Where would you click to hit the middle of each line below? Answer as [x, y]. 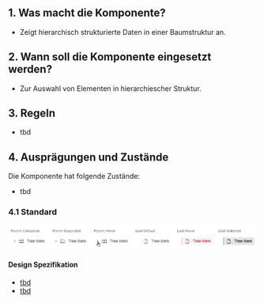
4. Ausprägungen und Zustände [89, 157]
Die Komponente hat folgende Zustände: [74, 176]
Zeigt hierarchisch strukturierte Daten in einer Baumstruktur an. [123, 32]
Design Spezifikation [43, 264]
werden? [30, 69]
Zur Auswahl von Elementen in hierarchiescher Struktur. [110, 88]
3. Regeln [32, 114]
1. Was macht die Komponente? [87, 13]
